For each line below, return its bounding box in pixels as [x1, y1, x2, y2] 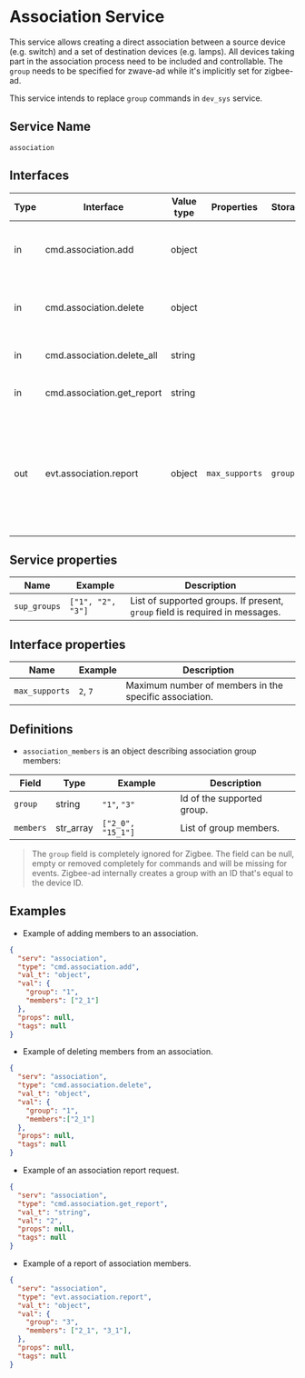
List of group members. [180, 822, 280, 834]
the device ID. [31, 877, 84, 888]
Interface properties [9, 636, 126, 652]
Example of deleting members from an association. [22, 1046, 213, 1057]
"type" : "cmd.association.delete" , [17, 1081, 152, 1090]
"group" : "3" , [25, 1318, 79, 1327]
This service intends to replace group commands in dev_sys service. [9, 93, 263, 104]
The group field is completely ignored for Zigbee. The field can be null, [31, 848, 295, 859]
